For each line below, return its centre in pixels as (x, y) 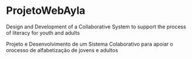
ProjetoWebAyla (46, 11)
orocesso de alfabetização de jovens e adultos (62, 50)
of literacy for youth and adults (43, 32)
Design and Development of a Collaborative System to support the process (96, 27)
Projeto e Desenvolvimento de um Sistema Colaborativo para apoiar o (90, 44)
